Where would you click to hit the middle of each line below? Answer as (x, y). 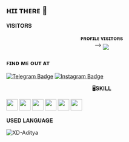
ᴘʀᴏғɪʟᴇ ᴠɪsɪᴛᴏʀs (102, 38)
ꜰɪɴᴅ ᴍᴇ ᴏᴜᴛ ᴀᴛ (28, 63)
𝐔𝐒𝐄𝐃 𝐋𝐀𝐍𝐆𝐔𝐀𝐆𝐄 (30, 121)
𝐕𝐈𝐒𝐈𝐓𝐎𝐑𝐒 (19, 25)
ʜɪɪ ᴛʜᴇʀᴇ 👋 (27, 11)
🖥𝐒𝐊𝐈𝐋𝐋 (102, 89)
